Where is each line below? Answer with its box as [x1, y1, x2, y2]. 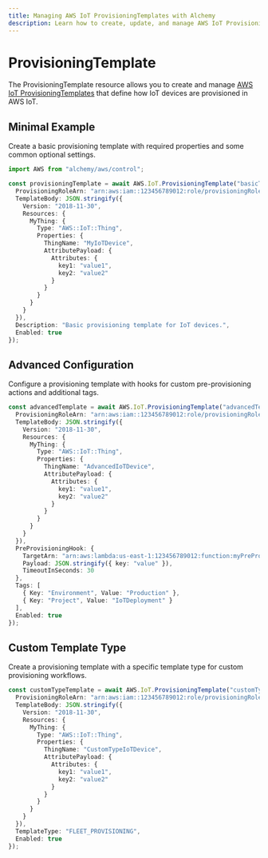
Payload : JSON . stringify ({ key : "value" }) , [22, 559, 173, 568]
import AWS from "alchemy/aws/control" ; [8, 166, 145, 174]
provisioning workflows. [8, 671, 87, 680]
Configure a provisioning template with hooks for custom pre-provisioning [8, 379, 251, 389]
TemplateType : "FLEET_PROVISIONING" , [15, 827, 141, 836]
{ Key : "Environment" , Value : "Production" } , [22, 589, 180, 597]
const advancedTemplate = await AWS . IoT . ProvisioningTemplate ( [8, 403, 223, 412]
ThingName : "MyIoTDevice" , [43, 239, 134, 248]
